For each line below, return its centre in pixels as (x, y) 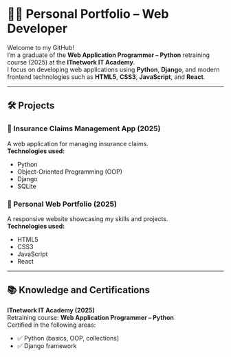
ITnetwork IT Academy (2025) (51, 310)
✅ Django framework (47, 345)
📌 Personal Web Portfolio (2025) (62, 204)
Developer (37, 28)
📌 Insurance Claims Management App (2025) (84, 128)
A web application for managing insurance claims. (78, 143)
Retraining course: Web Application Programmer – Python (90, 317)
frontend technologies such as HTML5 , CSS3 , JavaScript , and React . (106, 77)
